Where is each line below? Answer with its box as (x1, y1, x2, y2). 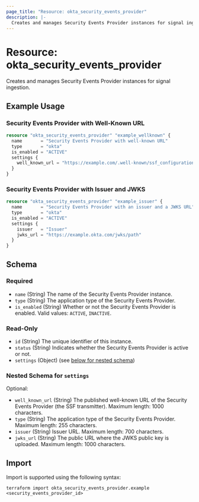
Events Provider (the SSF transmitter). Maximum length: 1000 (14, 403, 164, 410)
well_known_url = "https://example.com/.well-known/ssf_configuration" (17, 160, 197, 166)
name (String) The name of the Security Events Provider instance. (14, 291, 173, 298)
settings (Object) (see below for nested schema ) (14, 357, 135, 364)
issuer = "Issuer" (17, 226, 68, 232)
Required (6, 277, 33, 285)
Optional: (6, 385, 28, 392)
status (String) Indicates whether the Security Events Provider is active (14, 344, 188, 351)
